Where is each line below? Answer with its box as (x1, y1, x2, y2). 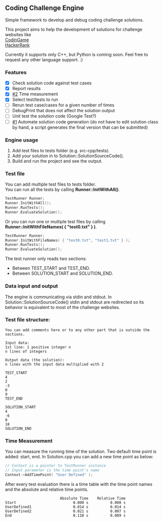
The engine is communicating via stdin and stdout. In (5, 294, 112, 300)
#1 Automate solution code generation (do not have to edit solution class (12, 119, 158, 124)
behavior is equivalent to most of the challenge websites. (5, 304, 120, 310)
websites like (5, 31, 31, 37)
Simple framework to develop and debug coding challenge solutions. (5, 17, 144, 23)
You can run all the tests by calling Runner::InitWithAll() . (5, 187, 120, 192)
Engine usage (5, 137, 38, 143)
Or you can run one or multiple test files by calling (5, 218, 106, 224)
